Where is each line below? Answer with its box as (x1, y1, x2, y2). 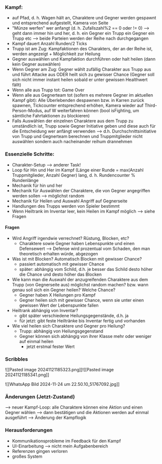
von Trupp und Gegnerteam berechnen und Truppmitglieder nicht (12, 133, 143, 139)
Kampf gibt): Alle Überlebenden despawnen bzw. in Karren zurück (12, 98, 145, 103)
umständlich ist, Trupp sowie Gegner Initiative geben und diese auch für (12, 123, 156, 129)
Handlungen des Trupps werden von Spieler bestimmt (12, 203, 120, 209)
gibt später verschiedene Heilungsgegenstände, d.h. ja (19, 313, 129, 318)
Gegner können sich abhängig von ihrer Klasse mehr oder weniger (19, 333, 152, 339)
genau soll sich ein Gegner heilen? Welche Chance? (12, 287, 116, 293)
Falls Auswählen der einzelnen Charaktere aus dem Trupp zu (12, 118, 134, 124)
